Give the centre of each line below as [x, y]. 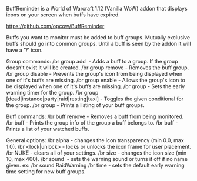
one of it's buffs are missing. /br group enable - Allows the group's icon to [96, 80]
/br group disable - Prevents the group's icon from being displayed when [94, 74]
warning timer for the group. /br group [52, 93]
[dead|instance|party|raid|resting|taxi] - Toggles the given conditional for [95, 99]
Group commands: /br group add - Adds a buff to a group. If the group [92, 61]
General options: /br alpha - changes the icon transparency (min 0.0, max [95, 140]
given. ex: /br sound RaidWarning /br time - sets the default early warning [95, 165]
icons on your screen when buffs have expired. [63, 15]
